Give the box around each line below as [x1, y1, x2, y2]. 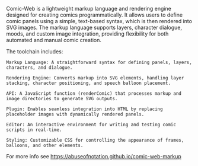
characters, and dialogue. [6, 65, 73, 71]
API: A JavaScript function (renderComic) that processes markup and [6, 91, 182, 97]
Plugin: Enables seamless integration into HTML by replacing [6, 106, 163, 112]
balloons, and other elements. [6, 142, 84, 148]
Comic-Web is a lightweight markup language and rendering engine [6, 5, 172, 12]
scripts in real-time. [6, 127, 62, 133]
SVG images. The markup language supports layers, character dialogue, [6, 24, 183, 31]
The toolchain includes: [6, 48, 63, 55]
